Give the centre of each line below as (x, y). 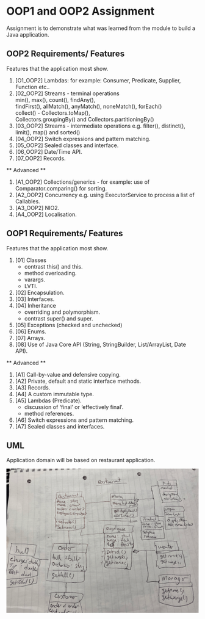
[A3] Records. (33, 387)
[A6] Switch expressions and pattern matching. (74, 420)
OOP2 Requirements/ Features (66, 54)
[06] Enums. (31, 331)
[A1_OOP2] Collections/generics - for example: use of (82, 182)
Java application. (28, 34)
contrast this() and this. (53, 266)
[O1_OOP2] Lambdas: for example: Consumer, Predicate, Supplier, (98, 80)
